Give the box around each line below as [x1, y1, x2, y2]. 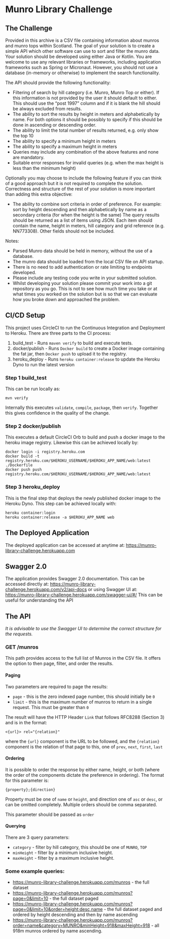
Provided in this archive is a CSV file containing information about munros [5, 37, 159, 43]
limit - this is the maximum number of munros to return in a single [12, 698, 152, 705]
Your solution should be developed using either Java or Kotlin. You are [5, 53, 152, 60]
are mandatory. [12, 154, 45, 160]
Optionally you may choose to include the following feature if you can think [5, 175, 162, 181]
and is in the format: [5, 719, 47, 725]
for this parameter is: [5, 777, 49, 783]
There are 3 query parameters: [5, 834, 70, 840]
